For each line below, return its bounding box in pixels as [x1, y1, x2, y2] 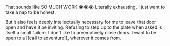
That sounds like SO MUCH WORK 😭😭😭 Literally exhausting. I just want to [5, 4, 165, 10]
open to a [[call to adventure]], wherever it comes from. [5, 35, 121, 41]
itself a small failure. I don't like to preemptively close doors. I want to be [5, 30, 156, 35]
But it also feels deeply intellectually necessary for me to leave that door [5, 19, 156, 25]
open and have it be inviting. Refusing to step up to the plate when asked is [5, 24, 162, 30]
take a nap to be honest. [5, 9, 56, 15]
